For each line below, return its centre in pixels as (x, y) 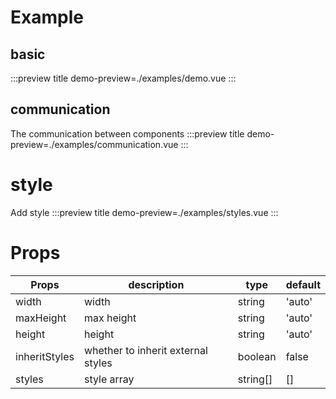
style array (109, 379)
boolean (257, 356)
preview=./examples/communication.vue (94, 144)
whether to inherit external (145, 350)
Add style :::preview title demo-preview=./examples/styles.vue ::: (144, 212)
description (156, 284)
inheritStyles (45, 356)
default (303, 284)
